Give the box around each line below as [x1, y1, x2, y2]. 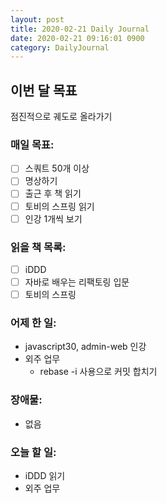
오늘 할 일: [10, 445, 57, 459]
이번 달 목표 [10, 82, 78, 99]
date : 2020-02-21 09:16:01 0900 [10, 33, 145, 43]
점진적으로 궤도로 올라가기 [10, 111, 113, 123]
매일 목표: [10, 137, 55, 151]
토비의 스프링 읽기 [24, 200, 95, 212]
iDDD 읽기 [24, 470, 66, 482]
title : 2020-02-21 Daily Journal [10, 24, 150, 34]
